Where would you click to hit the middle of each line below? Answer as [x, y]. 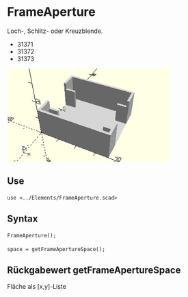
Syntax [23, 219]
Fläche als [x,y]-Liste [37, 287]
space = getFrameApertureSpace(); [56, 249]
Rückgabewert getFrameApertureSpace [94, 270]
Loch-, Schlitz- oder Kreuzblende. [55, 31]
